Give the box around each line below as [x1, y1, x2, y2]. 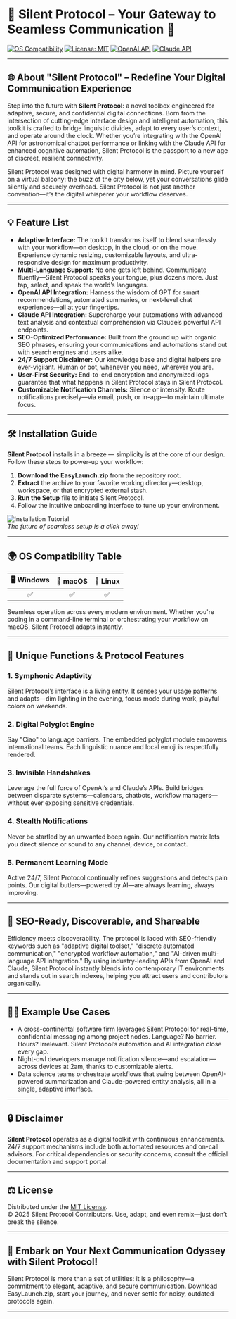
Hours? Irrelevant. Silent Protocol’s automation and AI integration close [17, 1039, 223, 1048]
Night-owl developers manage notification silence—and [17, 1054, 179, 1063]
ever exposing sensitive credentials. [30, 799, 135, 807]
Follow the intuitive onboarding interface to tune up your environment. [17, 501, 220, 510]
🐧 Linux [94, 576, 121, 586]
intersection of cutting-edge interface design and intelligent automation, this [7, 116, 228, 125]
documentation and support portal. [7, 1157, 109, 1165]
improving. [7, 889, 39, 897]
